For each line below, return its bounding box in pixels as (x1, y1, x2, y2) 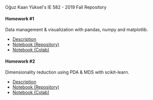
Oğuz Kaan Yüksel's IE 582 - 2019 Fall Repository (5, 4, 107, 10)
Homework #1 (5, 15, 34, 21)
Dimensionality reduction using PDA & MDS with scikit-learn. (5, 69, 130, 75)
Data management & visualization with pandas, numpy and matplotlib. (5, 27, 149, 33)
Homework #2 (5, 58, 35, 64)
